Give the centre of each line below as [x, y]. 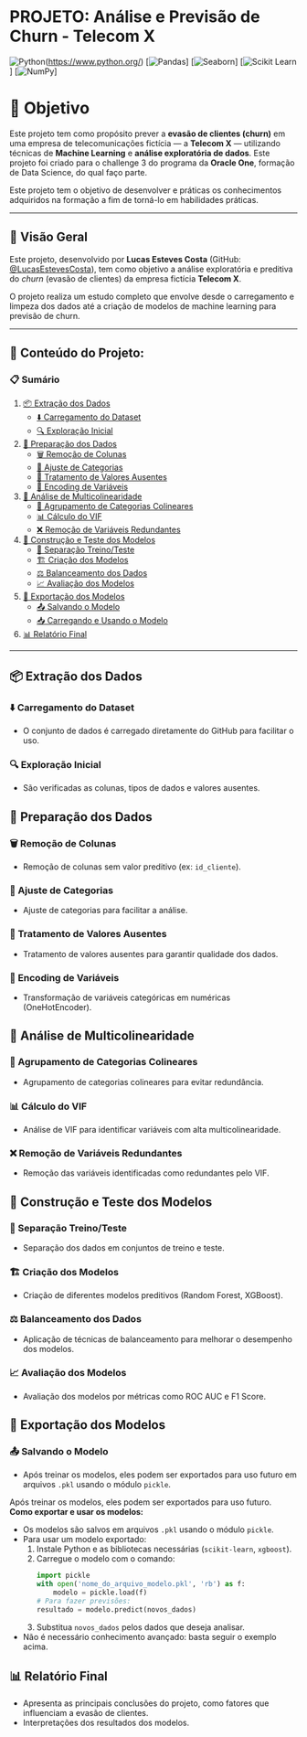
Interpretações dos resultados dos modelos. [106, 1722]
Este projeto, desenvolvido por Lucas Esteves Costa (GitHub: [126, 259]
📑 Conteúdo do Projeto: [77, 353]
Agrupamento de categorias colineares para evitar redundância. [143, 1082]
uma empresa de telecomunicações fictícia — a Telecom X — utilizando [145, 143]
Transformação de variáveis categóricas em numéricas [127, 997]
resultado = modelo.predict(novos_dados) [116, 1609]
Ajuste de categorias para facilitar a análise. [105, 911]
